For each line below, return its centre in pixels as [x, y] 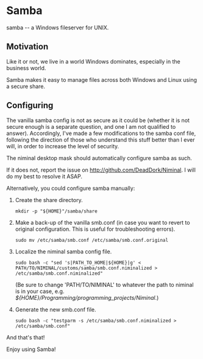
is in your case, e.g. [40, 291]
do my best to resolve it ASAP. [45, 176]
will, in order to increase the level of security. [63, 146]
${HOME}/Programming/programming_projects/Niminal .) [87, 297]
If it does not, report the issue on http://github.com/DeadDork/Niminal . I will [101, 170]
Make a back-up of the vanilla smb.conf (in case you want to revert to [102, 222]
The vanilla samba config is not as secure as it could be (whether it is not [98, 120]
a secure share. [26, 86]
